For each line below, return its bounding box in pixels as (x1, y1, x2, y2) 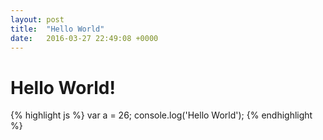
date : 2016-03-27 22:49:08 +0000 (10, 33, 159, 43)
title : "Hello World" (10, 24, 105, 34)
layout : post (10, 14, 65, 25)
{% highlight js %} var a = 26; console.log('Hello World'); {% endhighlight (10, 109, 313, 121)
